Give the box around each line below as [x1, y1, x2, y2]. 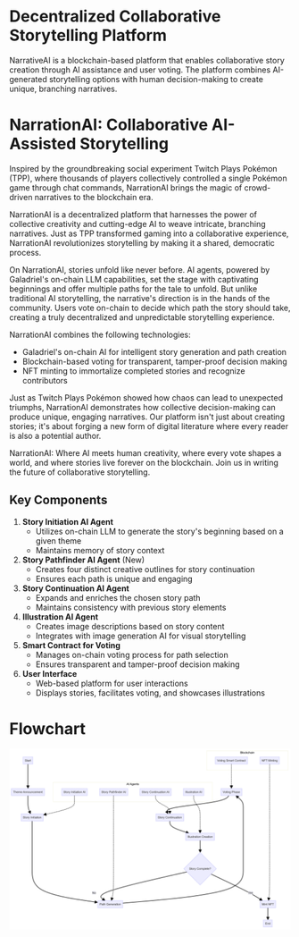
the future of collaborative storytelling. [9, 467, 151, 477]
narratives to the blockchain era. [34, 191, 154, 202]
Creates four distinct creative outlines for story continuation [35, 563, 255, 574]
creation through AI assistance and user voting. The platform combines [9, 64, 271, 75]
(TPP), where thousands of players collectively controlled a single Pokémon [9, 173, 287, 183]
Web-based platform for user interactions [35, 678, 189, 688]
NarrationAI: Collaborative [9, 114, 208, 135]
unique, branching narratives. [9, 83, 118, 94]
